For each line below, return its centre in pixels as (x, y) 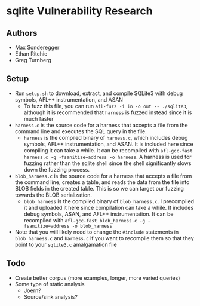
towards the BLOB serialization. (53, 195)
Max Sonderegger (37, 47)
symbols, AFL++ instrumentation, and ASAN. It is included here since (108, 144)
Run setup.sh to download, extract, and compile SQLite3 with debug (99, 93)
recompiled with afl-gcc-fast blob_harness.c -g (84, 220)
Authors (22, 33)
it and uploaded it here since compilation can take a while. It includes (109, 207)
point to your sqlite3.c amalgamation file (66, 244)
